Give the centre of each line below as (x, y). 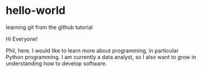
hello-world (36, 11)
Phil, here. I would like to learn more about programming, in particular (92, 50)
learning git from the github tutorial (49, 27)
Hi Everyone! (22, 39)
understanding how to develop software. (56, 63)
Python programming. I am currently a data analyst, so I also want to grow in (101, 57)
